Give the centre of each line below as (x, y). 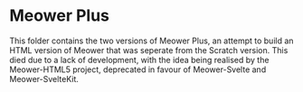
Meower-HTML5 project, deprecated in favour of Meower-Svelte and (138, 69)
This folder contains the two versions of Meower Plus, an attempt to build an (151, 41)
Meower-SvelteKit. (44, 78)
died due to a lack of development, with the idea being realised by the (139, 60)
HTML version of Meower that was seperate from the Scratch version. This (149, 50)
